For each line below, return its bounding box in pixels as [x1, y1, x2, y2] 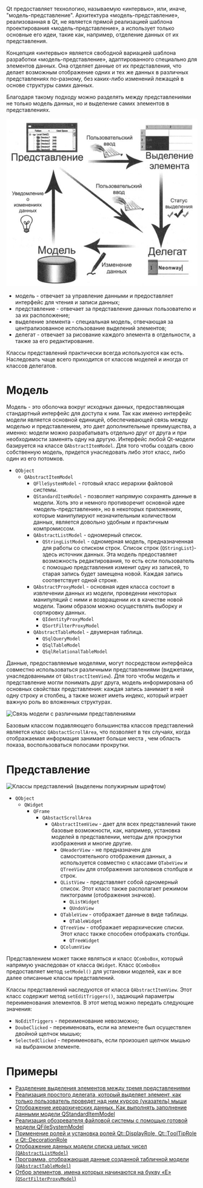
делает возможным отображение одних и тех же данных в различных [6, 69, 189, 75]
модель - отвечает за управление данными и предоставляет [15, 292, 174, 299]
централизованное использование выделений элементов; [15, 324, 167, 332]
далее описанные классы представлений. [6, 974, 115, 982]
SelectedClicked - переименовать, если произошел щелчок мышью [15, 1037, 191, 1044]
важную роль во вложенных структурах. [6, 698, 112, 706]
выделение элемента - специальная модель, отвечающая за [15, 318, 174, 325]
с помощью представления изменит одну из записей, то [42, 564, 189, 571]
